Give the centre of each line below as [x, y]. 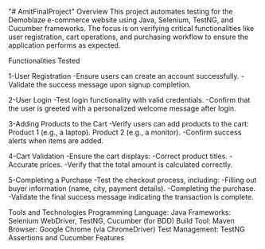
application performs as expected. [64, 45]
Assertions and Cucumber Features [66, 237]
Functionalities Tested [44, 60]
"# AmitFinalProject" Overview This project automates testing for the [121, 12]
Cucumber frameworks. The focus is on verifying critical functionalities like [131, 28]
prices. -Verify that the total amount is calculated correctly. [136, 165]
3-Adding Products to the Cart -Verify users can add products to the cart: [129, 124]
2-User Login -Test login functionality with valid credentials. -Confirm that [129, 100]
